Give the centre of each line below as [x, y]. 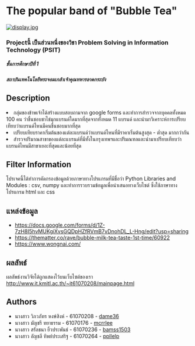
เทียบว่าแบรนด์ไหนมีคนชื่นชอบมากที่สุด [43, 126]
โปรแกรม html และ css [30, 192]
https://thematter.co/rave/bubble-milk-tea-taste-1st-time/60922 [92, 238]
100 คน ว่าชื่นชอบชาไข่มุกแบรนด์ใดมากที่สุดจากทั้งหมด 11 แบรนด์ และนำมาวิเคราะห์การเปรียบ [96, 119]
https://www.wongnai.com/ [48, 244]
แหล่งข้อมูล [22, 211]
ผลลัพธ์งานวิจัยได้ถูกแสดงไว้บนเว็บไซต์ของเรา [49, 277]
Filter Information [39, 164]
